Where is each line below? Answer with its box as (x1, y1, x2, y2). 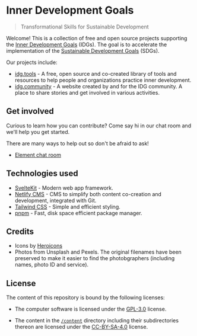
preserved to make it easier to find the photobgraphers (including (14, 255, 175, 262)
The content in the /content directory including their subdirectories (14, 317, 179, 324)
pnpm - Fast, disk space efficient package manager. (14, 209, 142, 216)
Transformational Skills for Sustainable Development (20, 23, 150, 30)
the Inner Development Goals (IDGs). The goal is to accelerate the (6, 41, 167, 48)
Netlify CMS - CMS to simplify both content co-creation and (14, 190, 162, 197)
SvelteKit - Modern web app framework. (14, 184, 114, 191)
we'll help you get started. (6, 128, 70, 135)
